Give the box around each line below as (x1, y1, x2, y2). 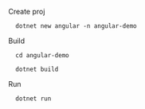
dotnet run (15, 95, 52, 103)
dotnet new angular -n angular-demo (15, 22, 137, 30)
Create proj (8, 7, 45, 16)
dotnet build (15, 65, 59, 73)
